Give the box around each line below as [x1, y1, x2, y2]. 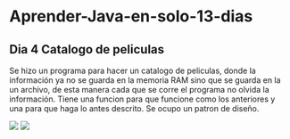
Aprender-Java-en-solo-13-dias [9, 6, 253, 27]
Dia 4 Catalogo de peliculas [9, 42, 165, 57]
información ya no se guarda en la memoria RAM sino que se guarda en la [9, 75, 281, 86]
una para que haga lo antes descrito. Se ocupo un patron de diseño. [9, 103, 260, 113]
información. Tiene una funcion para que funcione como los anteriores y [9, 94, 276, 104]
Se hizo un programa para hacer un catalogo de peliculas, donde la [9, 65, 256, 76]
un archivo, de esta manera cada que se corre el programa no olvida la [9, 85, 269, 94]
